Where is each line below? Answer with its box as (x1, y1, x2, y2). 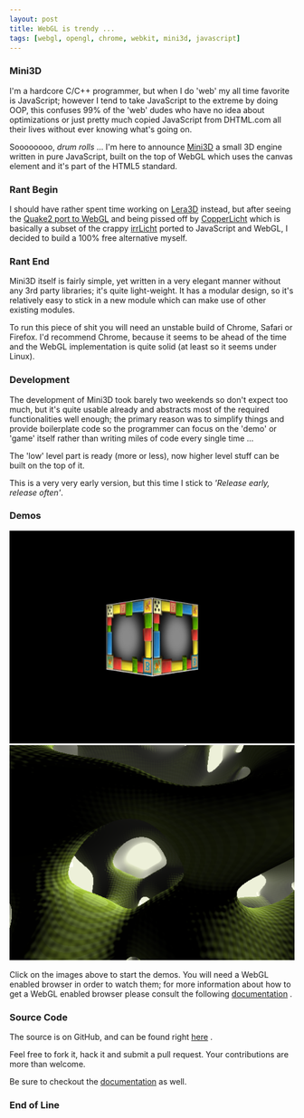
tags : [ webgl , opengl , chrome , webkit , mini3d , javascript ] (9, 33, 242, 43)
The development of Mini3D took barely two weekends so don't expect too (9, 394, 289, 405)
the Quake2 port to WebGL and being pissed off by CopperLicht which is (9, 213, 280, 224)
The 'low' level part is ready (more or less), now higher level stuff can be (9, 450, 280, 461)
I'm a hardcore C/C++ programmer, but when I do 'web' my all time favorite (9, 85, 290, 96)
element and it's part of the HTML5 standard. (9, 160, 178, 171)
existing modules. (9, 304, 75, 316)
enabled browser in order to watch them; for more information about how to (9, 979, 291, 989)
